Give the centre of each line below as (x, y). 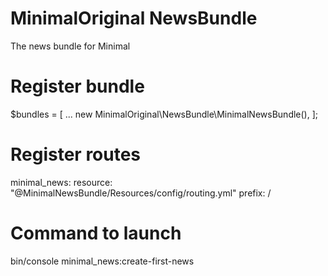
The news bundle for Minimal (70, 46)
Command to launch (96, 233)
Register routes (76, 154)
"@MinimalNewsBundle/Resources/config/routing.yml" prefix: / (141, 193)
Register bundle (77, 86)
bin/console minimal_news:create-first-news (102, 261)
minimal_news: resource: (61, 182)
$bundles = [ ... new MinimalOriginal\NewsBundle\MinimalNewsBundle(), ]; (164, 114)
